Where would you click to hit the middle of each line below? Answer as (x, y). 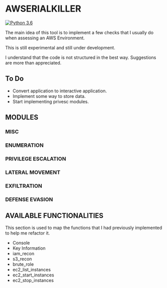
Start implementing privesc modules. (51, 101)
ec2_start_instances (33, 275)
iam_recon (23, 254)
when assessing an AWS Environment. (45, 38)
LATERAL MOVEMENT (33, 172)
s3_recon (22, 259)
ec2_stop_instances (33, 280)
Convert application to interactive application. (60, 91)
